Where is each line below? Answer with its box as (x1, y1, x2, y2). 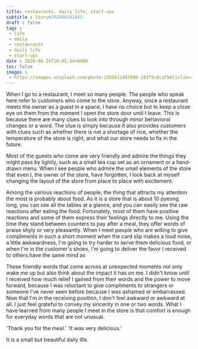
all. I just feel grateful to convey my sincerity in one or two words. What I (6, 301, 181, 308)
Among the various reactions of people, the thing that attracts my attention (6, 189, 187, 196)
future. (6, 141, 22, 148)
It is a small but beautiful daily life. (6, 336, 89, 343)
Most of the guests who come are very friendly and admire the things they (6, 152, 187, 159)
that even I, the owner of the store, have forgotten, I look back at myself (6, 171, 180, 178)
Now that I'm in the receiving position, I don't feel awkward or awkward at (6, 295, 186, 302)
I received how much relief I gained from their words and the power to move (6, 276, 190, 283)
